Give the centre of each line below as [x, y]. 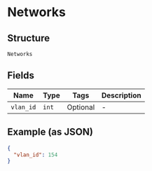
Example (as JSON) [50, 132]
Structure [29, 38]
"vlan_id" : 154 [36, 155]
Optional [81, 107]
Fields [21, 75]
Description [121, 95]
